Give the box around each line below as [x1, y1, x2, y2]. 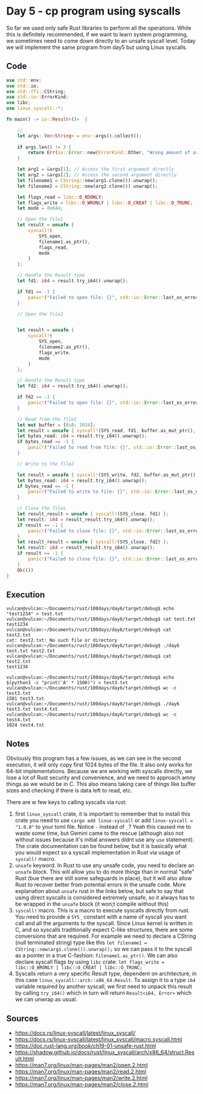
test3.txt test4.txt [6, 707, 59, 713]
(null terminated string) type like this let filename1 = [14, 939, 147, 946]
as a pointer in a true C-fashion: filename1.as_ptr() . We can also [14, 952, 178, 959]
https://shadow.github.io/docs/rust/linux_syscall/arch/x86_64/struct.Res [14, 1049, 195, 1056]
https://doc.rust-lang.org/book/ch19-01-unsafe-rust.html [14, 1042, 156, 1049]
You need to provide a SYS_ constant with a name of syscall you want [14, 913, 187, 921]
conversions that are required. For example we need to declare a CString [14, 932, 196, 940]
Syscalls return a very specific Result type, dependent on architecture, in [14, 970, 197, 977]
